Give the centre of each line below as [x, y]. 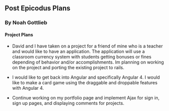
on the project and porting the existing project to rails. [68, 67]
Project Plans [19, 34]
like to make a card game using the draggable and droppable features [85, 82]
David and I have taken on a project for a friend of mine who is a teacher [87, 46]
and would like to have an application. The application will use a [78, 51]
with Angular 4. [28, 88]
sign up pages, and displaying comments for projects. [68, 103]
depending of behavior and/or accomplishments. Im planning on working [88, 62]
